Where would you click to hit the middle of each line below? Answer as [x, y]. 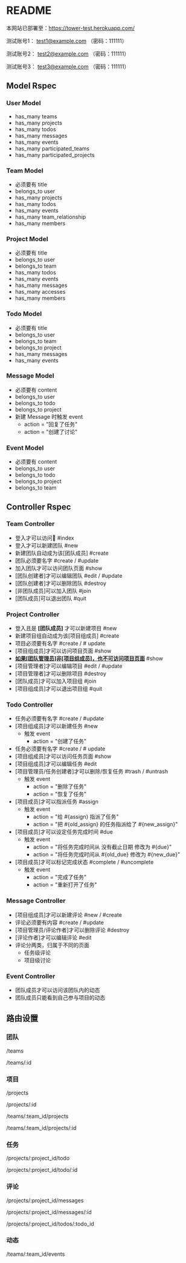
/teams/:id [19, 1062]
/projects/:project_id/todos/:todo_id [50, 1224]
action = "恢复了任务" [60, 794]
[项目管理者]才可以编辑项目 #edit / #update [69, 666]
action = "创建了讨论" [51, 431]
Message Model [30, 376]
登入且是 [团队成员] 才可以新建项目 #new [66, 628]
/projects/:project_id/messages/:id [49, 1212]
